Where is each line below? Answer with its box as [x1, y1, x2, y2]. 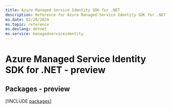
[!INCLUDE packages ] [5, 98, 52, 104]
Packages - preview [5, 84, 70, 93]
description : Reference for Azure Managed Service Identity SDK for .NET [5, 12, 166, 17]
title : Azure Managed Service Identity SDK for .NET [5, 7, 120, 13]
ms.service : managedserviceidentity [5, 31, 83, 36]
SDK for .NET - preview [5, 64, 106, 76]
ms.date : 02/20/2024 [5, 17, 50, 22]
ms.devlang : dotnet [5, 27, 47, 32]
